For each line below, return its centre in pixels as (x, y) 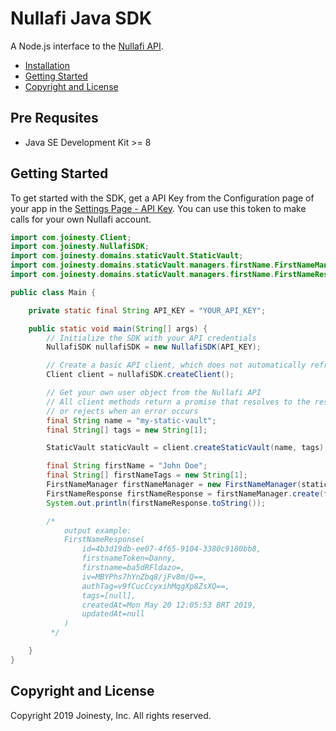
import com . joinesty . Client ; (71, 237)
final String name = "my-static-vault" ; (131, 420)
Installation (47, 65)
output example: (97, 530)
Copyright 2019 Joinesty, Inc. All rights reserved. (111, 715)
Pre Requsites (54, 118)
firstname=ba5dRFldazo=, (133, 568)
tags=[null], (109, 595)
